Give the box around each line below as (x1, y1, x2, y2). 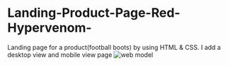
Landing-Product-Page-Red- (7, 5, 181, 21)
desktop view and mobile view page (7, 51, 113, 59)
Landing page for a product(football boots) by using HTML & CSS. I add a (7, 43, 221, 51)
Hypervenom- (7, 20, 92, 36)
